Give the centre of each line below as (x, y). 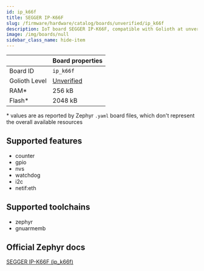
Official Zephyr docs (46, 248)
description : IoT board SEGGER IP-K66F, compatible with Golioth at (95, 29)
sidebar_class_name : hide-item (46, 40)
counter (25, 156)
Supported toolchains (48, 207)
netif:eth (25, 188)
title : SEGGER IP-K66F (35, 18)
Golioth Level (28, 81)
